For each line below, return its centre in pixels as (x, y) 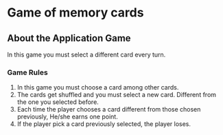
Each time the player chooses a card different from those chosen (109, 110)
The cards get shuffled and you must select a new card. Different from (117, 95)
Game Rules (27, 72)
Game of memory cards (75, 13)
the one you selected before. (58, 102)
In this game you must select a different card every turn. (86, 54)
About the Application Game (69, 38)
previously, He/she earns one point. (67, 117)
